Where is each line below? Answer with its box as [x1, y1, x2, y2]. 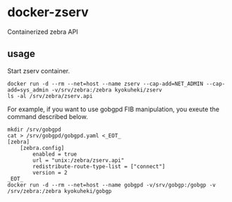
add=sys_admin [7, 86, 49, 94]
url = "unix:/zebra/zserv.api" [32, 156, 125, 164]
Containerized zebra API [7, 27, 78, 36]
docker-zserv [7, 4, 90, 20]
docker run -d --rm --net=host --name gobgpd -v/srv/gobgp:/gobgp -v [7, 181, 216, 189]
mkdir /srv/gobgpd [7, 126, 61, 133]
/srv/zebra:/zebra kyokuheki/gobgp [7, 187, 112, 194]
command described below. [7, 112, 88, 120]
